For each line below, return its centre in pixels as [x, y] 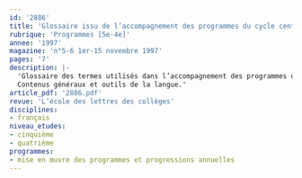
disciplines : [34, 110]
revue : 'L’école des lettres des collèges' [92, 101]
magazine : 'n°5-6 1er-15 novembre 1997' [86, 51]
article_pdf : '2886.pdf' [56, 93]
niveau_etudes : [38, 127]
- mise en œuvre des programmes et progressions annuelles [122, 160]
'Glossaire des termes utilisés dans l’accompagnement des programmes [152, 76]
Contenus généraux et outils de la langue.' [102, 85]
